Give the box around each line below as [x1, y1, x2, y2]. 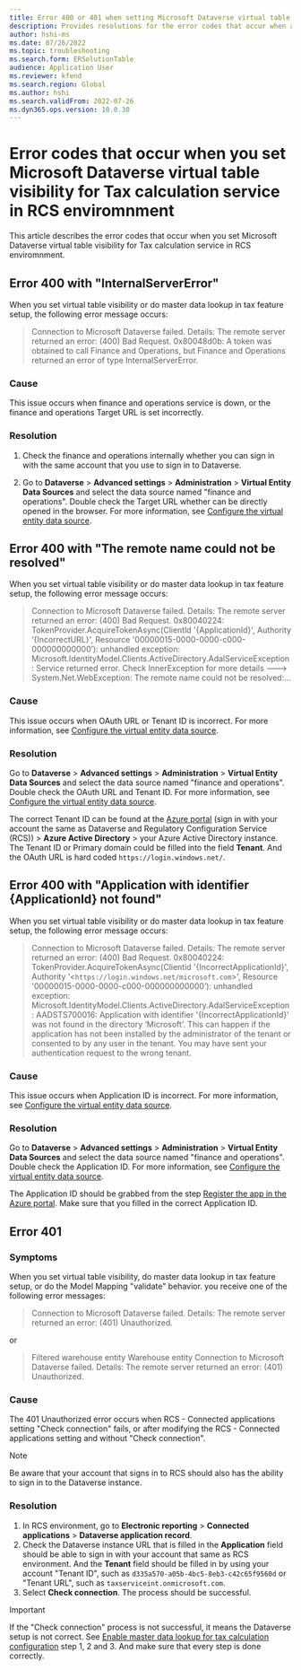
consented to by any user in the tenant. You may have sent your [30, 1037, 267, 1048]
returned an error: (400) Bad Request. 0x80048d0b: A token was [30, 336, 272, 346]
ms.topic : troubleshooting [9, 47, 110, 56]
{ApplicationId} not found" [9, 892, 163, 907]
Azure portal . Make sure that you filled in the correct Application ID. [9, 1198, 258, 1209]
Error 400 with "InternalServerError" [9, 275, 219, 291]
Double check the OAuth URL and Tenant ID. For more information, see [9, 787, 271, 797]
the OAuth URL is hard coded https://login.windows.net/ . [9, 852, 226, 862]
